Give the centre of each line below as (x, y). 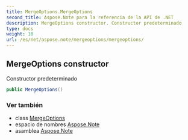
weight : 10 (20, 34)
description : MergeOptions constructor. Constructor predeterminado (94, 23)
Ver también (25, 105)
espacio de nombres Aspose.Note (57, 124)
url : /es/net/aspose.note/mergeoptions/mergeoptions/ (75, 40)
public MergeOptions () (35, 90)
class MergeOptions (40, 118)
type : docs (20, 29)
